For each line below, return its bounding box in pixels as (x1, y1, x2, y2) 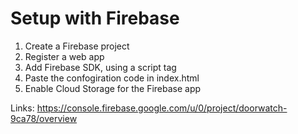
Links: (10, 102, 35, 114)
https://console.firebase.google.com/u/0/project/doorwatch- (36, 102, 288, 114)
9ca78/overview (10, 112, 78, 124)
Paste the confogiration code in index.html (24, 72, 200, 84)
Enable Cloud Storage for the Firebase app (24, 82, 202, 94)
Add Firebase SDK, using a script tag (24, 61, 177, 73)
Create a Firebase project (24, 40, 130, 52)
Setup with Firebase (10, 7, 180, 30)
